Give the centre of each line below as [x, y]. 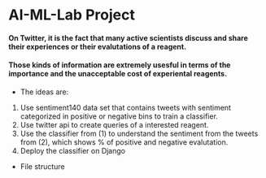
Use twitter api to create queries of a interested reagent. [114, 124]
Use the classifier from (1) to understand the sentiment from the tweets [139, 133]
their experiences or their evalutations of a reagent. [98, 46]
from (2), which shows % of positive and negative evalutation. [124, 142]
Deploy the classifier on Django [73, 150]
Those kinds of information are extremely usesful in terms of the [120, 65]
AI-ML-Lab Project [72, 15]
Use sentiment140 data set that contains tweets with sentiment [126, 107]
